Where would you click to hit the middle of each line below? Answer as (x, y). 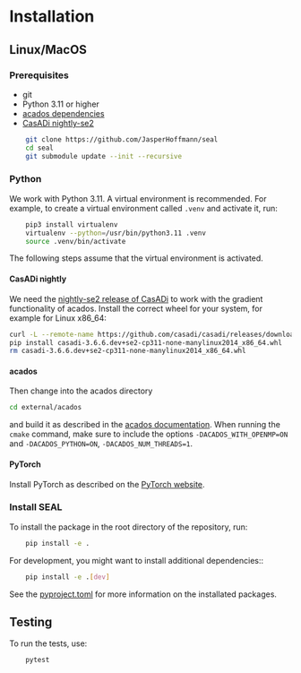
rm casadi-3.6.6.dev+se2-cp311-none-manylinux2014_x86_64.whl (128, 351)
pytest (38, 660)
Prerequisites (39, 75)
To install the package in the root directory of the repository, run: (129, 527)
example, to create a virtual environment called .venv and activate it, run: (143, 208)
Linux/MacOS (48, 50)
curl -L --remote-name (52, 334)
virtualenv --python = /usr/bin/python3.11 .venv (116, 233)
